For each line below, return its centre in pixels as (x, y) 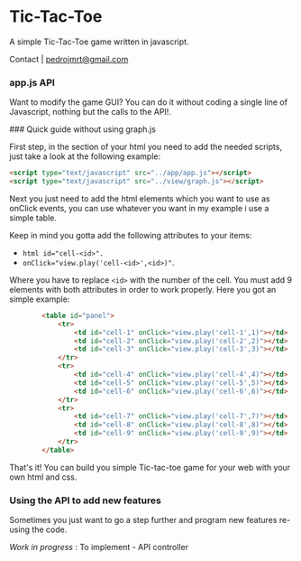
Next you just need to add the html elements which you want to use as (140, 198)
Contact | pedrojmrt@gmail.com (69, 59)
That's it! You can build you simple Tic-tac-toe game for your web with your (150, 467)
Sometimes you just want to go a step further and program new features (143, 520)
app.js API (32, 82)
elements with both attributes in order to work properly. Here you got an (143, 289)
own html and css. (43, 477)
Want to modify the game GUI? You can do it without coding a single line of (149, 102)
